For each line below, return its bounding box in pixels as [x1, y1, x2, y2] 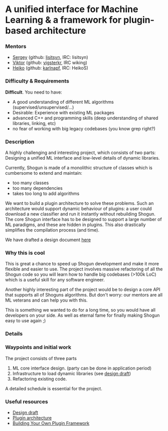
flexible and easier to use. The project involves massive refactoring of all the [5, 266, 163, 272]
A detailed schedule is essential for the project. [5, 385, 103, 391]
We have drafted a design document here [5, 237, 91, 243]
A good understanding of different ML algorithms [12, 99, 114, 105]
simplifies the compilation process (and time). [5, 227, 99, 233]
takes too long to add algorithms [12, 190, 80, 197]
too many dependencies [12, 185, 63, 191]
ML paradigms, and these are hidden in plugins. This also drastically [5, 222, 146, 228]
